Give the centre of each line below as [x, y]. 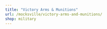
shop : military [21, 19]
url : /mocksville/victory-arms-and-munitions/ [54, 14]
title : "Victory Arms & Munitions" [42, 10]
